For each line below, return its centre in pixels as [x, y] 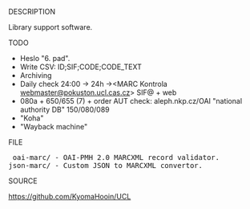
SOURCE [23, 181]
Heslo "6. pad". [45, 58]
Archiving [36, 75]
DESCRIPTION [32, 12]
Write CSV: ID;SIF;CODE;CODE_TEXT [81, 67]
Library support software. [50, 27]
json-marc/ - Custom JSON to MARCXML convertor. [105, 165]
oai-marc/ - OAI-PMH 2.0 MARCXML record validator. [116, 157]
